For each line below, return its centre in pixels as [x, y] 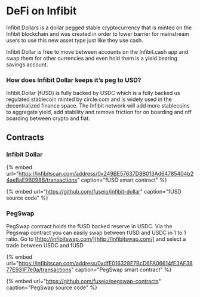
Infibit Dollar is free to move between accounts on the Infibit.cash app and [97, 51]
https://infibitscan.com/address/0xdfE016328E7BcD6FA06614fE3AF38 [105, 264]
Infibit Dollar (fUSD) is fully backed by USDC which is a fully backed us [93, 93]
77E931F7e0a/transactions [39, 270]
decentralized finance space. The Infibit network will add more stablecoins [98, 106]
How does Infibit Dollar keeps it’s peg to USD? [74, 80]
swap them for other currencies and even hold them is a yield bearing [92, 58]
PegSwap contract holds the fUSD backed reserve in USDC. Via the [89, 226]
